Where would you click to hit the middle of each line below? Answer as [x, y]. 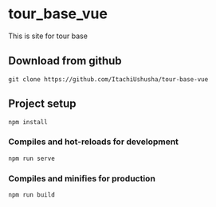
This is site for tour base [48, 36]
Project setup [43, 104]
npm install [28, 122]
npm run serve [32, 158]
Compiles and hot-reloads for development [94, 142]
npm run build [32, 195]
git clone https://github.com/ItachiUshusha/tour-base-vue [108, 79]
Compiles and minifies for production [82, 178]
